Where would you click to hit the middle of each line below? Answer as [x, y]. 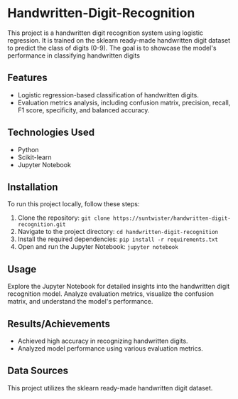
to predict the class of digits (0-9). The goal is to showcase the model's [112, 48]
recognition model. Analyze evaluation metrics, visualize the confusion [111, 294]
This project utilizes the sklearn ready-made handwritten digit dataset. [110, 388]
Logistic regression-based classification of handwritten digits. [108, 95]
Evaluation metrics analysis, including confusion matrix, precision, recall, [124, 102]
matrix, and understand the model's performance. [80, 302]
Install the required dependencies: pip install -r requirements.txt [118, 239]
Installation [33, 187]
